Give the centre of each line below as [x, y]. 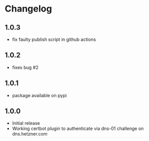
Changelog [28, 9]
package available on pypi [39, 95]
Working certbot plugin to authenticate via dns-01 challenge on [78, 128]
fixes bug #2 [25, 67]
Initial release [26, 123]
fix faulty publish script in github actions [54, 39]
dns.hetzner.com [30, 134]
